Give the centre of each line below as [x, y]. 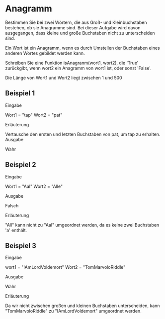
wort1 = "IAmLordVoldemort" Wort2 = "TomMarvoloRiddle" [65, 267]
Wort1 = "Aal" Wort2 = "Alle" [34, 186]
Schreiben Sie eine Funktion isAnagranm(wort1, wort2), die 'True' [72, 63]
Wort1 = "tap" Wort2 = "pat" [34, 115]
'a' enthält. [16, 230]
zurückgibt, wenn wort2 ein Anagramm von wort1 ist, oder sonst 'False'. [78, 68]
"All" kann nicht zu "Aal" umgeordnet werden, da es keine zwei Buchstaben [82, 225]
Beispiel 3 [21, 246]
